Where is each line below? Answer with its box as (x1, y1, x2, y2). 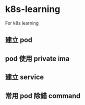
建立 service (5, 73, 44, 81)
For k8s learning (5, 20, 39, 26)
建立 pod (5, 36, 32, 44)
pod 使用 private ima (5, 54, 70, 63)
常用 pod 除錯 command (5, 91, 81, 100)
